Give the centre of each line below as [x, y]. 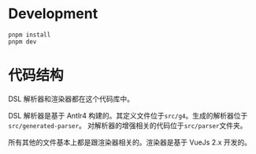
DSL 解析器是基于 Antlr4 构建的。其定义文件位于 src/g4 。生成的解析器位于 [128, 115]
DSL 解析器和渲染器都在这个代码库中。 [71, 99]
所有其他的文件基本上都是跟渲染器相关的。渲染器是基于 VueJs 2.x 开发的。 [130, 142]
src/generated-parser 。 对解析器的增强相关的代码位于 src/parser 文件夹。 [128, 125]
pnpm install [30, 35]
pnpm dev [22, 41]
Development [53, 14]
